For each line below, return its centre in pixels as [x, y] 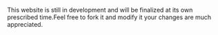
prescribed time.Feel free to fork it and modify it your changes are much [109, 17]
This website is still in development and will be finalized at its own [100, 10]
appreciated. [25, 24]
